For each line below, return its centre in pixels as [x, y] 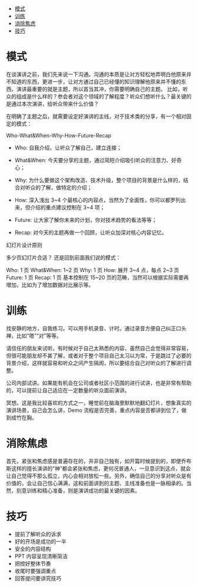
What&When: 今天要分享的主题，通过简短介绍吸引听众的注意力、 [93, 160]
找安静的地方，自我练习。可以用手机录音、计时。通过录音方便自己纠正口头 [96, 328]
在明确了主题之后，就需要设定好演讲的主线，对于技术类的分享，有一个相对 [96, 116]
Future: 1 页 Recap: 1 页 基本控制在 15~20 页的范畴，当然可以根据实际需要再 [98, 277]
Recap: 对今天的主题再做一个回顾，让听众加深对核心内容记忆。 [91, 232]
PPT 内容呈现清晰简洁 [41, 556]
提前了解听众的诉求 [38, 534]
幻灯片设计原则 [24, 245]
